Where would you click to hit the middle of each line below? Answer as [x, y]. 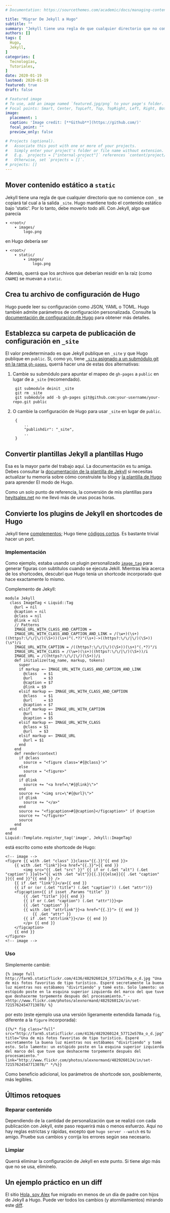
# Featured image [24, 99]
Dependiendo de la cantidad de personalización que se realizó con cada [80, 1121]
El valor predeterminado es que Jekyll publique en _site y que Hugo [77, 353]
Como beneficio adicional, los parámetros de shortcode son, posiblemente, [84, 1074]
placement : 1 [24, 118]
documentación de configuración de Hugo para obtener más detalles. [78, 317]
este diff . [14, 1205]
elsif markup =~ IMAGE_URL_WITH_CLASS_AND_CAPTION [73, 692]
